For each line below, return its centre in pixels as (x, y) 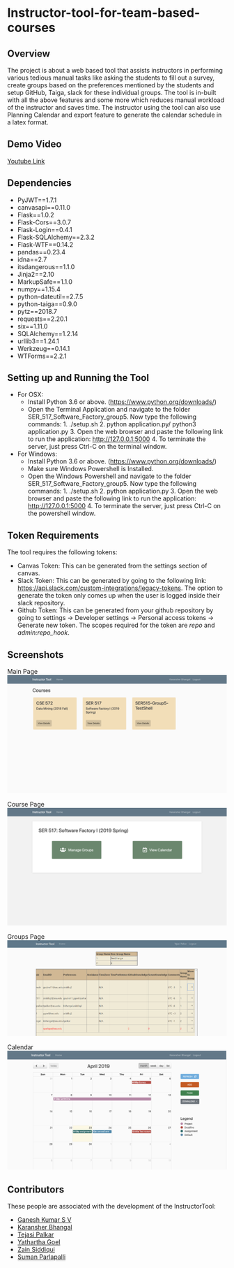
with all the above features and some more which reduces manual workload (116, 100)
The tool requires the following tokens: (62, 552)
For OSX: (30, 395)
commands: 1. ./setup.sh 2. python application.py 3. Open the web (123, 491)
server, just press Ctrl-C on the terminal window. (97, 447)
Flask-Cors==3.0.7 (44, 222)
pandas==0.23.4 (41, 252)
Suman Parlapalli (41, 1257)
